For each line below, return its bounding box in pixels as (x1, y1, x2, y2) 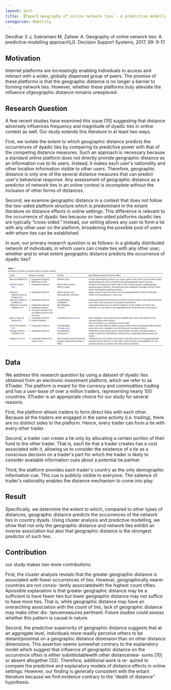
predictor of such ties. (5, 533, 52, 539)
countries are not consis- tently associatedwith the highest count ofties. (5, 582, 157, 588)
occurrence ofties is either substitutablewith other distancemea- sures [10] (5, 652, 162, 658)
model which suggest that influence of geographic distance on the (5, 647, 145, 653)
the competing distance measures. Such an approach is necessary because (5, 149, 165, 155)
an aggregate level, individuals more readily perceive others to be (5, 630, 143, 636)
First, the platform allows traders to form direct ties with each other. (5, 409, 147, 415)
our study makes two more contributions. (5, 562, 92, 568)
